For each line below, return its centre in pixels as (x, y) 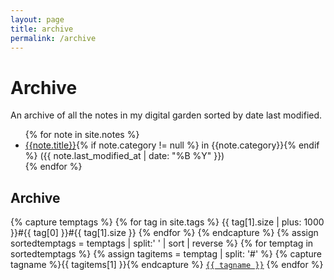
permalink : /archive (53, 38)
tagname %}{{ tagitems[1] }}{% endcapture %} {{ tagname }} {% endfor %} (167, 265)
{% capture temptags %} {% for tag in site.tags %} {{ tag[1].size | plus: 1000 (167, 222)
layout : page (37, 19)
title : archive (42, 29)
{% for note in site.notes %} (82, 135)
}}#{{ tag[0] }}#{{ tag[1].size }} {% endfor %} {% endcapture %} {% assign (164, 233)
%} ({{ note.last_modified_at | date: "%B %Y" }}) (124, 156)
